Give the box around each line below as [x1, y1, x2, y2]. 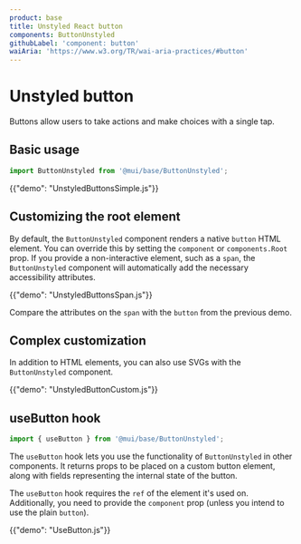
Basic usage [9, 142, 80, 158]
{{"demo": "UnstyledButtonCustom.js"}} [9, 384, 158, 395]
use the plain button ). [9, 507, 89, 518]
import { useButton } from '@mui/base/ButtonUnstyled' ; [9, 434, 224, 444]
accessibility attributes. [9, 271, 97, 282]
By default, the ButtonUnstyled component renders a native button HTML [9, 233, 282, 244]
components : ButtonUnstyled [9, 30, 116, 39]
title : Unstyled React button [9, 22, 124, 31]
